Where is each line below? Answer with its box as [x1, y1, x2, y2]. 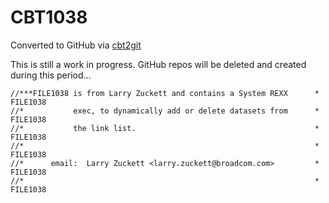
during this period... [10, 69, 92, 81]
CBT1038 [10, 6, 88, 29]
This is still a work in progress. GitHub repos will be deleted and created [10, 58, 307, 70]
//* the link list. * [10, 123, 320, 133]
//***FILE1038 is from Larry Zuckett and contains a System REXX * [10, 88, 320, 98]
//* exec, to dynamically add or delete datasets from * [10, 106, 320, 116]
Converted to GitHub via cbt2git [10, 39, 142, 51]
